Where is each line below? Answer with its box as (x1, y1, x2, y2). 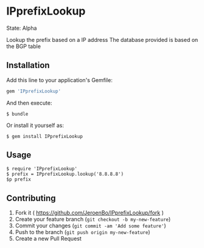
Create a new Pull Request (15, 235, 82, 243)
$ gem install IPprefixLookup (6, 133, 83, 139)
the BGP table (6, 43, 41, 50)
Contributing (6, 193, 56, 203)
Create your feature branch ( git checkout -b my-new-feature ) (15, 216, 171, 223)
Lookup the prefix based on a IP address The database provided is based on (6, 36, 199, 43)
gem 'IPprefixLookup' (6, 88, 62, 94)
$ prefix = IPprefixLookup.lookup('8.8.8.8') (6, 171, 124, 177)
